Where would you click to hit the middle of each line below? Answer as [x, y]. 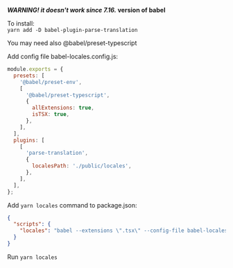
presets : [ [29, 76]
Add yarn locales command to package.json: [72, 205]
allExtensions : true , [63, 108]
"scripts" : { [32, 224]
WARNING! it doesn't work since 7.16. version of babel [86, 10]
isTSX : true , [51, 115]
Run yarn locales [32, 257]
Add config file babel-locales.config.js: [63, 56]
